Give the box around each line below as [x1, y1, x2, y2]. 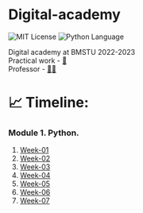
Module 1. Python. [8, 127, 79, 138]
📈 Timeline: [8, 94, 89, 112]
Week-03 [19, 162, 51, 172]
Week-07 [19, 196, 50, 206]
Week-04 [19, 171, 51, 180]
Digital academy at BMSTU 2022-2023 [8, 47, 136, 56]
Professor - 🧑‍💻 [8, 64, 57, 73]
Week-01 [19, 145, 49, 155]
